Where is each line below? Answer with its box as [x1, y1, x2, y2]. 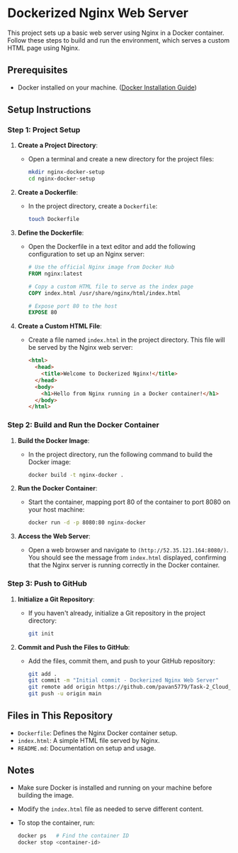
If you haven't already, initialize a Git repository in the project [28, 608, 205, 617]
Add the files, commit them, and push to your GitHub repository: [28, 656, 215, 665]
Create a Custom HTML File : [17, 322, 103, 331]
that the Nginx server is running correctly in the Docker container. [28, 561, 220, 569]
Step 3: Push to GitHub [7, 579, 87, 589]
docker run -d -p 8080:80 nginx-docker [28, 519, 147, 527]
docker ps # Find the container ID [17, 832, 130, 839]
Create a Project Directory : [17, 141, 98, 150]
